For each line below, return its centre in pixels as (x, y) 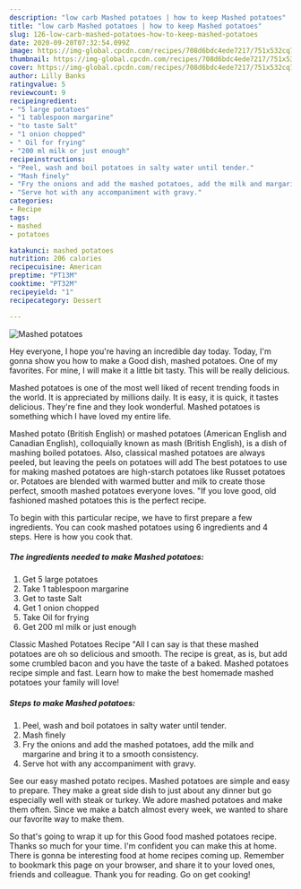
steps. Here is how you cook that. (71, 536)
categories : (31, 201)
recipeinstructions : (48, 159)
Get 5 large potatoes (60, 580)
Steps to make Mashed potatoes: (73, 703)
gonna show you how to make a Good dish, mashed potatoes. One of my (143, 360)
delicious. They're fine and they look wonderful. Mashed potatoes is (135, 406)
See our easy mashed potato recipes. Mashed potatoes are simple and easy (150, 781)
